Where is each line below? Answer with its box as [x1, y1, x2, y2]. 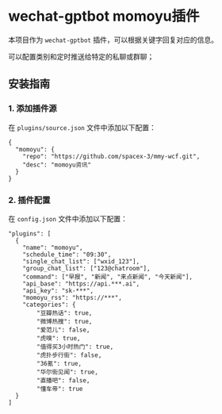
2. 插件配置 [8, 194, 51, 205]
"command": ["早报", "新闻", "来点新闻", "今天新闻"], [22, 273, 193, 281]
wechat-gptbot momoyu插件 [8, 7, 200, 25]
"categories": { [22, 301, 77, 309]
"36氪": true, [36, 359, 82, 367]
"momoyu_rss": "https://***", [22, 293, 123, 301]
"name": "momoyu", [22, 243, 83, 251]
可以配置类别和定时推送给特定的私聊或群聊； [8, 52, 155, 61]
